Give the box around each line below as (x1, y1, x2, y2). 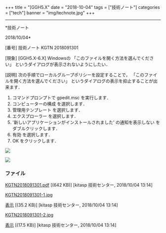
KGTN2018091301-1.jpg (5, 192, 53, 198)
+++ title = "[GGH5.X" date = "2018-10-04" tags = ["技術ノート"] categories (5, 4, 160, 10)
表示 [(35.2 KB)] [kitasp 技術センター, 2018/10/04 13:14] (5, 202, 118, 208)
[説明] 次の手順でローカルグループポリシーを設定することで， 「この (5, 72, 145, 78)
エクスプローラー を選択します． (12, 113, 79, 119)
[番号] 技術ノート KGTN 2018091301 (5, 45, 79, 50)
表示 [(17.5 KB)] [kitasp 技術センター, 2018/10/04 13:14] (5, 222, 117, 228)
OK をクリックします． (12, 138, 59, 144)
